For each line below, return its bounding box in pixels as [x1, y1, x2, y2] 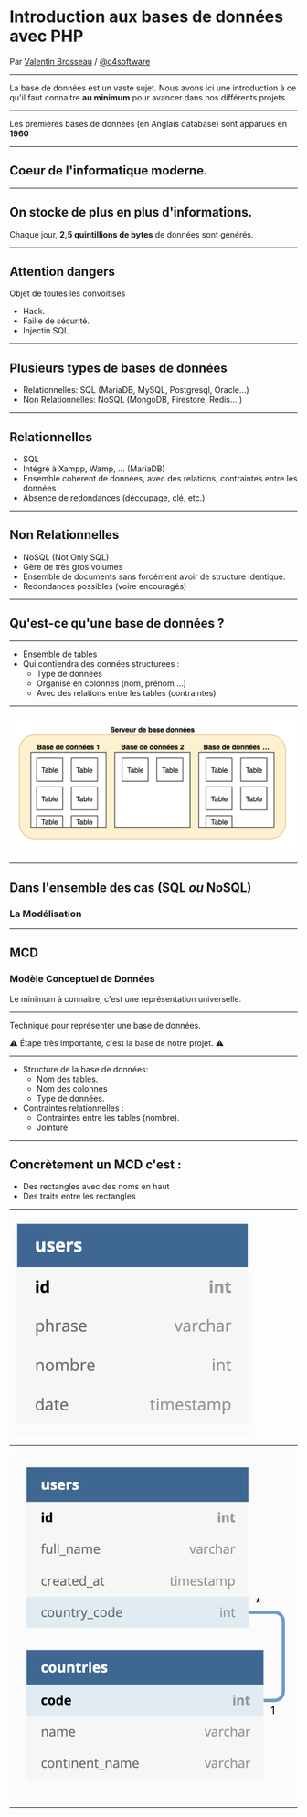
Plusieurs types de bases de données [9, 360, 228, 375]
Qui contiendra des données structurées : [22, 658, 180, 669]
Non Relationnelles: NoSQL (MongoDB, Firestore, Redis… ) [22, 395, 243, 406]
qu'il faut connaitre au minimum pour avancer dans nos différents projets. [9, 91, 288, 102]
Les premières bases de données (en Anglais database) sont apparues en [9, 118, 288, 129]
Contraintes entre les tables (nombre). [36, 1112, 180, 1123]
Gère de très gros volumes [22, 561, 123, 572]
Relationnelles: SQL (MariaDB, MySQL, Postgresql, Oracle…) [22, 385, 249, 396]
